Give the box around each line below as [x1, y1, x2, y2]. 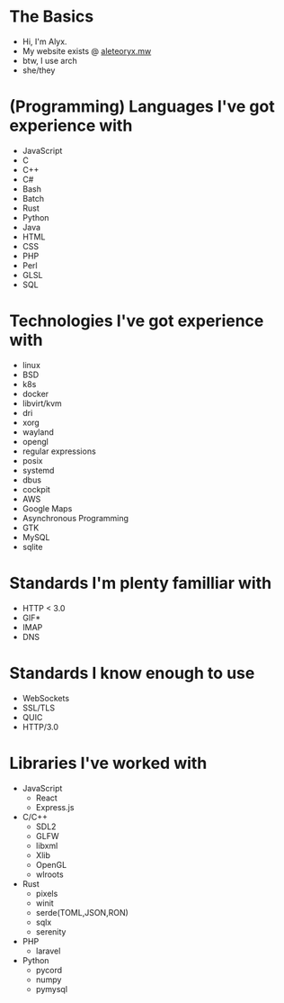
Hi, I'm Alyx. [22, 36, 67, 47]
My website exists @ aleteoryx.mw [22, 45, 152, 56]
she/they [22, 65, 56, 76]
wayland [22, 426, 54, 438]
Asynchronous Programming [22, 512, 129, 523]
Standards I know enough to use [9, 663, 255, 683]
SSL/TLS [22, 702, 56, 713]
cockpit [22, 483, 51, 494]
